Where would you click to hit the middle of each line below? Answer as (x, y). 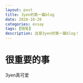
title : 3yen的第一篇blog (30, 15)
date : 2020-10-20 (24, 19)
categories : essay (25, 24)
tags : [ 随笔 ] (18, 29)
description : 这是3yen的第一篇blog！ (42, 33)
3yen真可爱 (17, 75)
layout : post (19, 10)
